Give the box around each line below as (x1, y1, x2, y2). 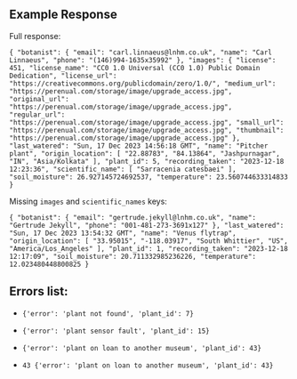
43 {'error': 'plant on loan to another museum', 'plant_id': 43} (21, 360, 274, 370)
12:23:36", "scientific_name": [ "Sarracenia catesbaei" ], (9, 165, 237, 173)
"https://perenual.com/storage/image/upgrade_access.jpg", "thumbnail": (9, 125, 285, 134)
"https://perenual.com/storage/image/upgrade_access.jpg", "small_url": (9, 117, 285, 127)
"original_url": (9, 94, 69, 103)
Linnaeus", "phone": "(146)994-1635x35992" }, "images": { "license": (9, 55, 277, 65)
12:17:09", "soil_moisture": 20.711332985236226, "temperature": (9, 252, 256, 261)
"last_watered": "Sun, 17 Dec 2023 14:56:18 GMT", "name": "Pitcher (9, 141, 269, 150)
